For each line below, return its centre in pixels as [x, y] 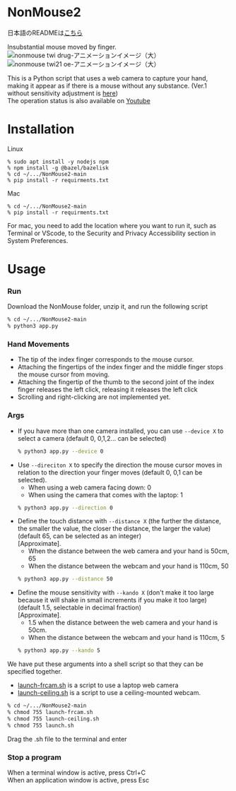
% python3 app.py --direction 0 [65, 508]
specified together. [35, 672]
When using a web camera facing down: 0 [90, 487]
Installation [41, 130]
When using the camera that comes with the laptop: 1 [106, 494]
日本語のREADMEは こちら [45, 32]
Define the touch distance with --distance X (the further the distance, [119, 521]
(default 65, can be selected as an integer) [79, 536]
